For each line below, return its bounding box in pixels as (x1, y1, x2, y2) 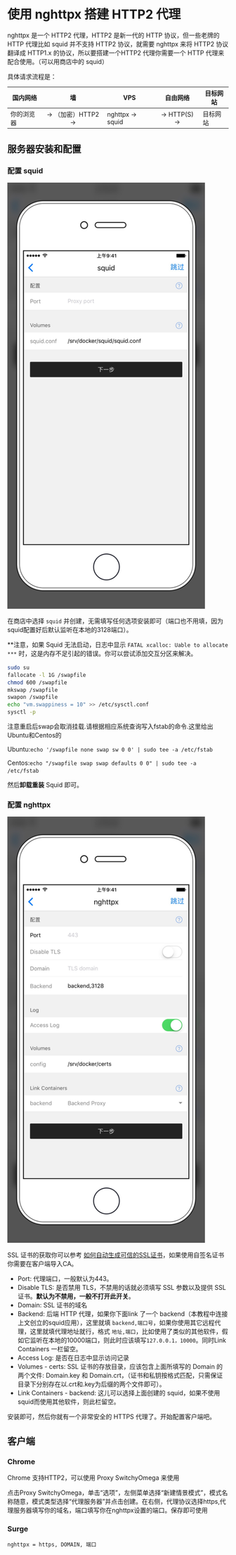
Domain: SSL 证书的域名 (17, 1301, 88, 1310)
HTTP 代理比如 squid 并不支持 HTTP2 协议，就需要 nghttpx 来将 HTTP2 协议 (7, 39, 229, 48)
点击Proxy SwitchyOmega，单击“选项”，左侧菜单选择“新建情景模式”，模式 (7, 1488, 222, 1497)
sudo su (7, 664, 30, 671)
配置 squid (7, 166, 44, 176)
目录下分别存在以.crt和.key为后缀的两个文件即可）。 (17, 1380, 166, 1388)
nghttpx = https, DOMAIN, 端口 (7, 1541, 97, 1549)
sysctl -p (7, 709, 37, 716)
